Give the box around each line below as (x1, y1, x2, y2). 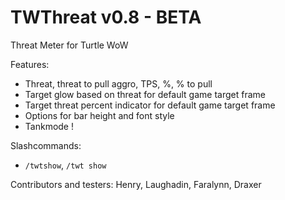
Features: (10, 58, 50, 70)
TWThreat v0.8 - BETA (10, 6, 202, 29)
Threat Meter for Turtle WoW (10, 39, 129, 51)
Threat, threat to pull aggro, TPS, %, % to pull (24, 77, 213, 90)
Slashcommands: (10, 139, 82, 151)
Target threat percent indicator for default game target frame (24, 99, 276, 111)
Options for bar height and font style (24, 109, 175, 121)
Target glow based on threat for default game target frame (24, 88, 266, 100)
